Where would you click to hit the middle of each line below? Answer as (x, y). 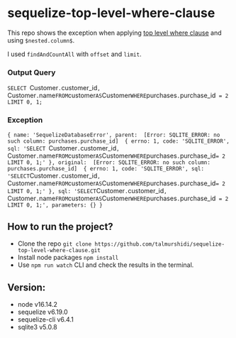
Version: (27, 287)
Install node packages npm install (68, 258)
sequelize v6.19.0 (43, 312)
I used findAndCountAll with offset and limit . (74, 54)
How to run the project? (60, 226)
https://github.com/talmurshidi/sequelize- (160, 244)
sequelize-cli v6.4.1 (46, 320)
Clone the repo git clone (55, 244)
